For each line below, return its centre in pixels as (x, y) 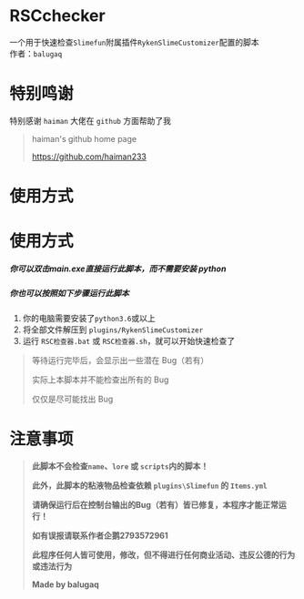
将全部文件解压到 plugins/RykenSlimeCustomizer (113, 330)
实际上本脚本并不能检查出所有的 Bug (100, 380)
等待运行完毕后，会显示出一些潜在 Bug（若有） (120, 360)
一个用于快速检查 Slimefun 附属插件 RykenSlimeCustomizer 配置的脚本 (134, 42)
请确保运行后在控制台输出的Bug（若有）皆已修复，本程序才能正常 (155, 504)
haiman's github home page (84, 138)
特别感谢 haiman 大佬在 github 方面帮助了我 (90, 120)
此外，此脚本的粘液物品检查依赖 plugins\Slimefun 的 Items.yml (149, 485)
